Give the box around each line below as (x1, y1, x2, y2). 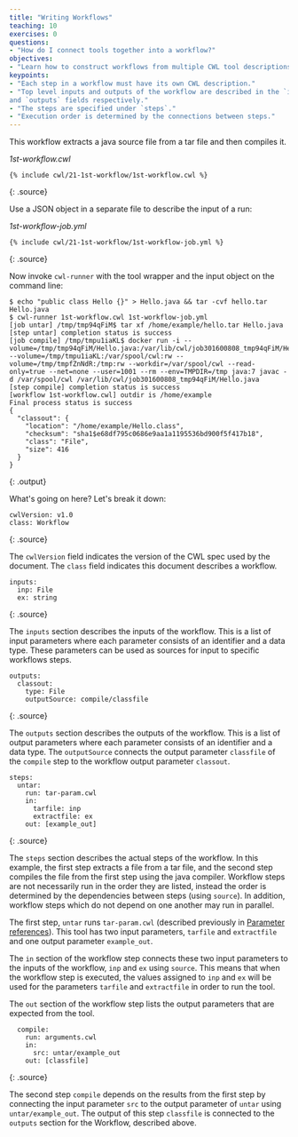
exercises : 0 (9, 29, 58, 38)
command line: (9, 281, 64, 291)
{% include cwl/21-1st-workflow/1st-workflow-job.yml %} (9, 238, 224, 247)
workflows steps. (9, 655, 73, 665)
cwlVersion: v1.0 (9, 511, 74, 520)
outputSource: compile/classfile (25, 695, 149, 704)
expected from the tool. (9, 1008, 95, 1019)
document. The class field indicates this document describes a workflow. (9, 561, 278, 571)
